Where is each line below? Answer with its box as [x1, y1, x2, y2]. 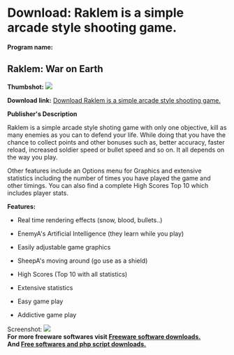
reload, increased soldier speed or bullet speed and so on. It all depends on [7, 145, 225, 154]
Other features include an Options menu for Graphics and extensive [7, 166, 202, 175]
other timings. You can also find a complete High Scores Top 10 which [7, 181, 209, 189]
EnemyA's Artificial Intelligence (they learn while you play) [17, 229, 184, 238]
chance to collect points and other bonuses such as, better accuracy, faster [7, 138, 225, 146]
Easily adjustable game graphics [17, 242, 111, 251]
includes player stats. [7, 189, 68, 197]
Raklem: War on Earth [7, 63, 103, 75]
